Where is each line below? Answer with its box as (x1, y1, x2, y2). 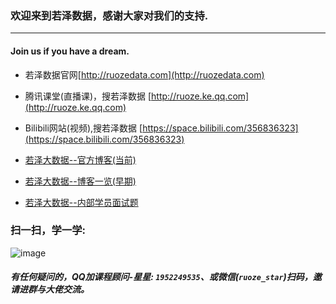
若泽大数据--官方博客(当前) (24, 153, 137, 166)
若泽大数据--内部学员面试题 (24, 196, 139, 208)
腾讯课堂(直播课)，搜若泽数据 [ (24, 90, 152, 102)
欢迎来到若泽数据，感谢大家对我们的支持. (10, 8, 209, 22)
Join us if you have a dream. (10, 45, 130, 57)
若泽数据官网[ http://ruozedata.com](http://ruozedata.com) (24, 68, 265, 81)
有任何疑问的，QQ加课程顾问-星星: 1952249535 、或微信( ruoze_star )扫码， (10, 271, 313, 283)
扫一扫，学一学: (10, 223, 86, 237)
